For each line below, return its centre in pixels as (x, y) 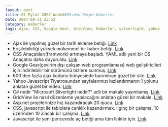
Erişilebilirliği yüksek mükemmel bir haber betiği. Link (68, 49)
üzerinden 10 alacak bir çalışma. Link (51, 114)
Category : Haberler (26, 24)
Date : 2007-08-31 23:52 (30, 19)
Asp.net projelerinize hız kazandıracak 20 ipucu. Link (68, 103)
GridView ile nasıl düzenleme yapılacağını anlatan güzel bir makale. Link (88, 98)
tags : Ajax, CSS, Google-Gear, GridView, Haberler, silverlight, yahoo (82, 29)
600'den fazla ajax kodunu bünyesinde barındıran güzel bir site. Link (84, 76)
